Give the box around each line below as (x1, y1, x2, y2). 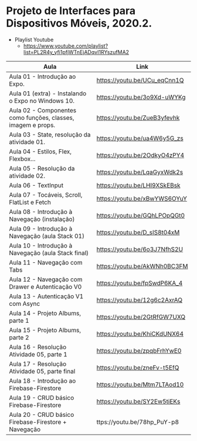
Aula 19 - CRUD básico (9, 393, 74, 402)
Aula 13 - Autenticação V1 (9, 292, 84, 300)
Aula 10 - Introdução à (9, 241, 73, 249)
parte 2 (9, 333, 29, 342)
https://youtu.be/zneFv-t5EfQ (96, 363, 179, 372)
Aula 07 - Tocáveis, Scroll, (9, 191, 83, 199)
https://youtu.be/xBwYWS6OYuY (96, 194, 188, 202)
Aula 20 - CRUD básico (9, 410, 74, 419)
